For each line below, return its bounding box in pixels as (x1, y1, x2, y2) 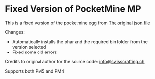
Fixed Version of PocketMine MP (5, 3, 142, 15)
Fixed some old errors (12, 49, 57, 55)
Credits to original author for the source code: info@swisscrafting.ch (5, 58, 145, 64)
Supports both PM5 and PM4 (5, 68, 64, 74)
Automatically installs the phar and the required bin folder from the (12, 38, 148, 45)
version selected (12, 44, 46, 50)
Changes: (5, 29, 25, 35)
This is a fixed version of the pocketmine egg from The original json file (5, 20, 150, 26)
